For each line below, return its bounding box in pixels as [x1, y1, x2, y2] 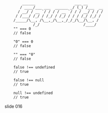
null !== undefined [13, 90, 53, 95]
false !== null [13, 78, 44, 83]
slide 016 [4, 104, 23, 109]
